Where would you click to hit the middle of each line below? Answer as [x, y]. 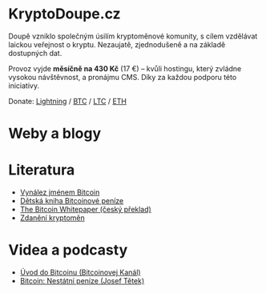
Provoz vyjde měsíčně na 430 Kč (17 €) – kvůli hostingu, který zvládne [125, 68]
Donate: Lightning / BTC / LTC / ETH [67, 101]
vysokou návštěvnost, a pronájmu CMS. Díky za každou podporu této [123, 77]
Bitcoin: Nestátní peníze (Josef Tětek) [82, 281]
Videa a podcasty [68, 250]
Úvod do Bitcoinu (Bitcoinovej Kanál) [81, 272]
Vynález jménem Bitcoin [60, 192]
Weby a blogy [55, 134]
